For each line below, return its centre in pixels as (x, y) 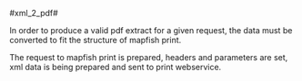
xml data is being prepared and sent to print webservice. (116, 67)
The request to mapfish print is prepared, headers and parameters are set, (149, 57)
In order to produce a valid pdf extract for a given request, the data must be (151, 30)
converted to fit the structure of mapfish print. (96, 40)
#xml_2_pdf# (34, 13)
